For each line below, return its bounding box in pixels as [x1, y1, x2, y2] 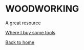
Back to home [5, 39, 35, 45]
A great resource [5, 20, 41, 26]
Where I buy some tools [5, 29, 55, 35]
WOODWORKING [5, 3, 79, 15]
